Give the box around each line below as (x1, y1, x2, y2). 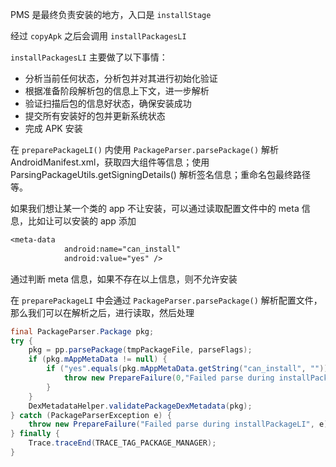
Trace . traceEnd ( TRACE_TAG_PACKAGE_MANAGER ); (28, 438, 217, 448)
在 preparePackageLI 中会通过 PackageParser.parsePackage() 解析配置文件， (10, 294, 323, 306)
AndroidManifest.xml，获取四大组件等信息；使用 (10, 156, 210, 168)
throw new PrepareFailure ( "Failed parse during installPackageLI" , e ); (28, 419, 333, 430)
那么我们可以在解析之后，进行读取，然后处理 (10, 306, 195, 318)
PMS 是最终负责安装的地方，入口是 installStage (10, 9, 212, 20)
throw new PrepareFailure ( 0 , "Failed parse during (63, 373, 275, 383)
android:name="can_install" (63, 244, 182, 254)
